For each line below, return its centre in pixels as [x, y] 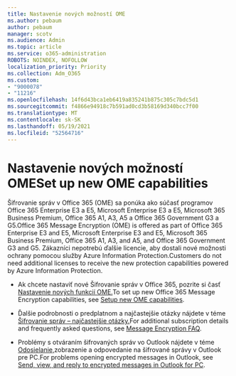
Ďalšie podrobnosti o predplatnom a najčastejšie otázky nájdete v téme [122, 313]
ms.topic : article [34, 47]
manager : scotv [30, 34]
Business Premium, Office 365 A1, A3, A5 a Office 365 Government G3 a [113, 218]
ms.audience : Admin [36, 41]
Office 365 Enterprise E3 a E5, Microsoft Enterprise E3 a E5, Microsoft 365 [116, 210]
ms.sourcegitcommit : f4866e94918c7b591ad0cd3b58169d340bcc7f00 [103, 107]
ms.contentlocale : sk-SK [44, 119]
